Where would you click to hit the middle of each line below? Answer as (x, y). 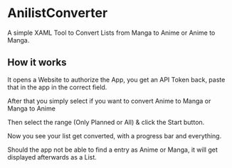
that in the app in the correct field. (57, 87)
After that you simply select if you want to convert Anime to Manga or (109, 101)
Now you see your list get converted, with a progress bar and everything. (115, 135)
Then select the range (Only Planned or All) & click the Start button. (106, 122)
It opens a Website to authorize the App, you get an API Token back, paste (116, 79)
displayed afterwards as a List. (52, 157)
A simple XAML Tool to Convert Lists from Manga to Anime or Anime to (111, 33)
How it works (37, 63)
